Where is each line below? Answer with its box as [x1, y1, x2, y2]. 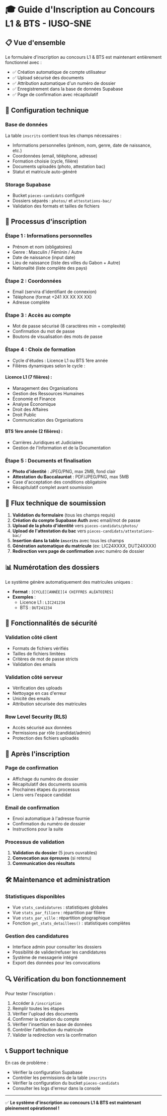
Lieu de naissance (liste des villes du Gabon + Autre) [12, 260, 121, 266]
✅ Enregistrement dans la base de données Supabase [12, 86, 123, 92]
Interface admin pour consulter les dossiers [12, 944, 102, 950]
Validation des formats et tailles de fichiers [12, 203, 100, 209]
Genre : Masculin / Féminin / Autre [12, 249, 83, 255]
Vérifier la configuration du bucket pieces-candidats [12, 1080, 119, 1086]
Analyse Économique [12, 401, 56, 407]
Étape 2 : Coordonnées [5, 277, 62, 284]
